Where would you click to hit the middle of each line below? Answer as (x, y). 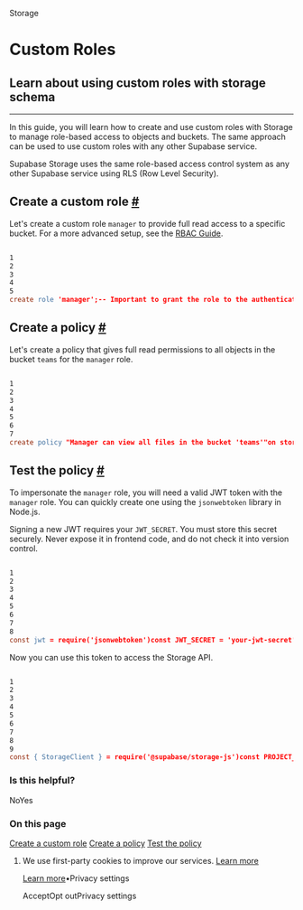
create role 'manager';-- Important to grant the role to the (129, 300)
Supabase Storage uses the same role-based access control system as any (150, 164)
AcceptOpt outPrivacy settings (79, 896)
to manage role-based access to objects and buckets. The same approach (148, 136)
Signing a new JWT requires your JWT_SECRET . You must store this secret (143, 529)
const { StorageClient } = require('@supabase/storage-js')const (134, 757)
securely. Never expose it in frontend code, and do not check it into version (149, 539)
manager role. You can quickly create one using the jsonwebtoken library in (146, 502)
